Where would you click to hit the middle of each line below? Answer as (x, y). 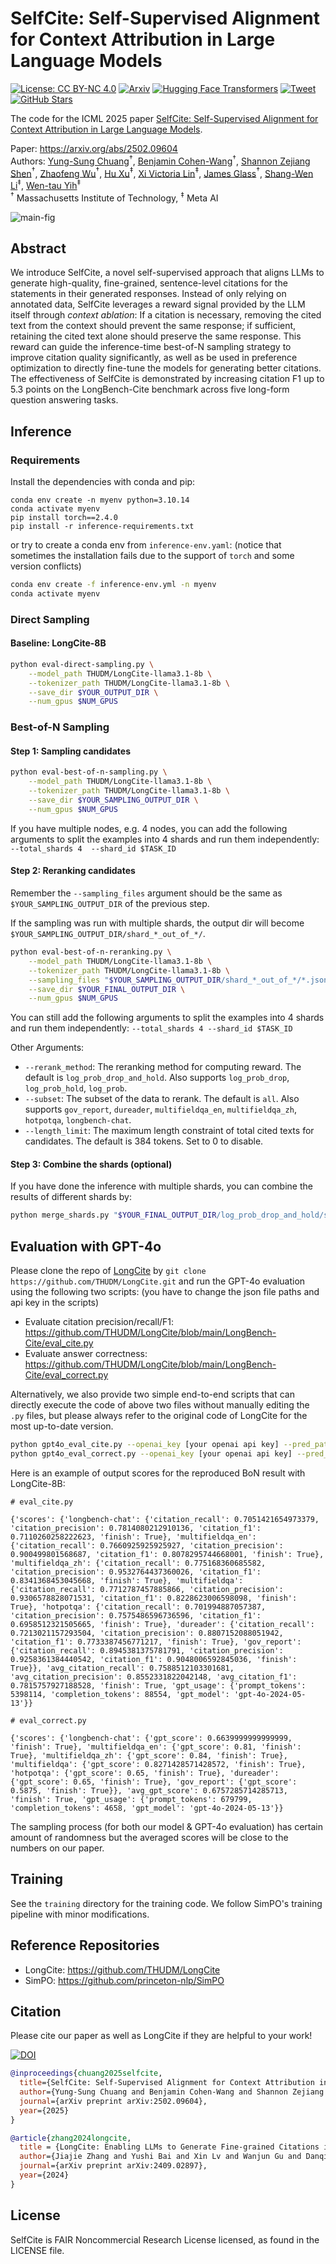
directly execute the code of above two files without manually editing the (160, 1405)
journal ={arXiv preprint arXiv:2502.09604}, (113, 2101)
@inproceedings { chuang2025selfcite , (86, 2073)
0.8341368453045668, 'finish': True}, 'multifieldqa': (127, 1580)
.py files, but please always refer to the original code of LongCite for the (159, 1416)
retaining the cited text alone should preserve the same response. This (156, 336)
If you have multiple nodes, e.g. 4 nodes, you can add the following (149, 828)
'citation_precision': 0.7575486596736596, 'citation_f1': (136, 1615)
